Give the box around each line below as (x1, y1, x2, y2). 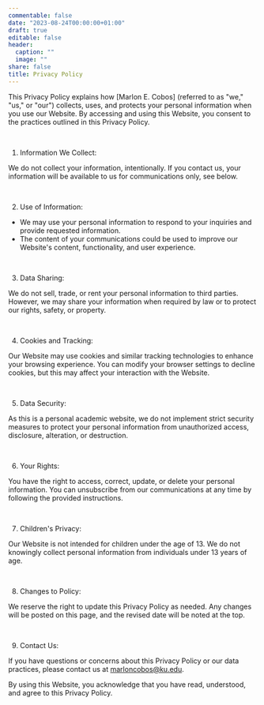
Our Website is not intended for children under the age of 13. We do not (8, 538, 241, 549)
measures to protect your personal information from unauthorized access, (8, 422, 249, 431)
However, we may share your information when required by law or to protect (8, 297, 257, 306)
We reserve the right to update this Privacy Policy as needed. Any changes (8, 602, 252, 611)
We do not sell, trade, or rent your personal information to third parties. (8, 288, 239, 298)
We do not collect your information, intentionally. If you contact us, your (8, 163, 241, 172)
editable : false (8, 33, 62, 42)
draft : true (8, 26, 47, 34)
